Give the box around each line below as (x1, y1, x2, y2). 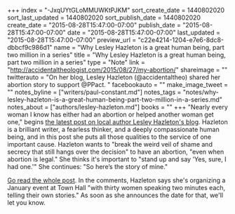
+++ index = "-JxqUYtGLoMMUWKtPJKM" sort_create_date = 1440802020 (7, 6, 225, 14)
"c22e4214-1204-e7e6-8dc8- (137, 36, 224, 44)
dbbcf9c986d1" (7, 44, 53, 51)
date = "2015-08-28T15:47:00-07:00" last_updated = (67, 28, 221, 36)
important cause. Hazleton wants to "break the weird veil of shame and (7, 140, 213, 148)
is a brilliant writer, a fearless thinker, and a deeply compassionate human (7, 126, 220, 133)
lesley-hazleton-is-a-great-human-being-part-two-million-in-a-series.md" (7, 95, 223, 104)
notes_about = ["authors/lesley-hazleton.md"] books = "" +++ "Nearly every (7, 103, 228, 111)
